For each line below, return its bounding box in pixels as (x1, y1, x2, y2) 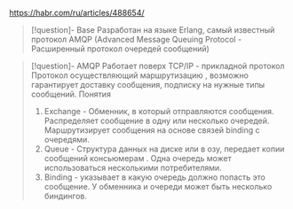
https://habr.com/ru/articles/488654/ (9, 8, 145, 18)
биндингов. (44, 190, 87, 201)
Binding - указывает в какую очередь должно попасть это (44, 172, 266, 182)
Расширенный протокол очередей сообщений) (30, 43, 210, 54)
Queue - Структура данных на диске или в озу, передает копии (44, 143, 285, 154)
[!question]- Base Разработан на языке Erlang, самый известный (30, 25, 275, 35)
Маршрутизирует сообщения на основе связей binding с (44, 125, 260, 135)
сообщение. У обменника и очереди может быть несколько (44, 182, 273, 191)
